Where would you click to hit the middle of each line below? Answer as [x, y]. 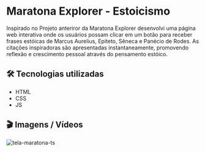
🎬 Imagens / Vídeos [45, 125]
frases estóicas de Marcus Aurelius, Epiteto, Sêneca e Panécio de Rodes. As [103, 41]
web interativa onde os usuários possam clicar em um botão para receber [99, 34]
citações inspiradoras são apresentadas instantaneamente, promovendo [98, 48]
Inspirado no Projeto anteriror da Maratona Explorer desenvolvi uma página [101, 28]
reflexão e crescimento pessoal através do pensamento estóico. [87, 54]
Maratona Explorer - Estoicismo [88, 11]
